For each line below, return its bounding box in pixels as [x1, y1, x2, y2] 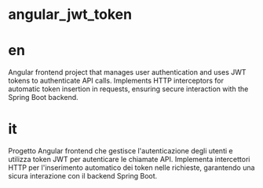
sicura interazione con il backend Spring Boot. [8, 171, 158, 181]
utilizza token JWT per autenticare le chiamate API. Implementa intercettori [8, 155, 250, 164]
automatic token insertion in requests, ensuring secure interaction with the [8, 84, 249, 94]
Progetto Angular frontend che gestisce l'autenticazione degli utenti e [8, 146, 233, 156]
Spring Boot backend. [8, 93, 79, 102]
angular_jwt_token [8, 6, 132, 24]
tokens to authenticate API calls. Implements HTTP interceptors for [8, 76, 225, 86]
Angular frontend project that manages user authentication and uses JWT [8, 68, 247, 77]
